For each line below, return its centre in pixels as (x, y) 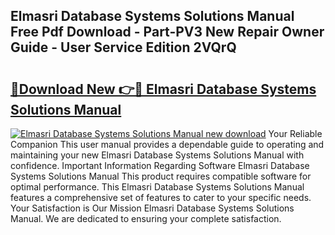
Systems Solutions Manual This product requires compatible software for (161, 176)
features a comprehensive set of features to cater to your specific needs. (161, 197)
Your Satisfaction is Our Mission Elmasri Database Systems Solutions (152, 208)
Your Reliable (295, 133)
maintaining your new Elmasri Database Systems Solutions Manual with (157, 155)
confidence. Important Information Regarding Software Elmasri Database (160, 165)
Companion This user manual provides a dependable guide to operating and (167, 144)
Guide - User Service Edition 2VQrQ (123, 47)
